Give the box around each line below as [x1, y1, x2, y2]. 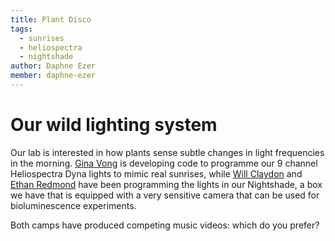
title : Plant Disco [10, 14, 92, 25]
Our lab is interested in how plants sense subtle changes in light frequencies [10, 146, 325, 158]
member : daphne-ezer [10, 71, 97, 81]
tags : [10, 24, 33, 34]
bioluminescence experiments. [10, 199, 137, 211]
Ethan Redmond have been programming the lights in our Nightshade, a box [10, 178, 323, 190]
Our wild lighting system [10, 114, 218, 136]
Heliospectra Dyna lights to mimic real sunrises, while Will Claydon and [10, 167, 303, 180]
